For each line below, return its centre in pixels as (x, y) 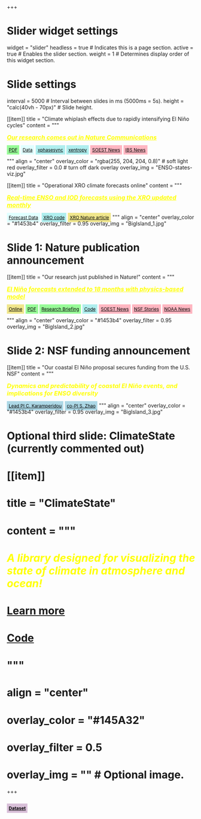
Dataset (17, 809)
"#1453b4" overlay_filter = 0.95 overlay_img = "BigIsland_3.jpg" (85, 412)
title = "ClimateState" (61, 503)
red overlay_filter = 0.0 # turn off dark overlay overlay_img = (81, 167)
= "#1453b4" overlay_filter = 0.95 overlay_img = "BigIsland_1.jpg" (87, 223)
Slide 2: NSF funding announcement (99, 351)
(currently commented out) (76, 448)
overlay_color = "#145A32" (76, 720)
